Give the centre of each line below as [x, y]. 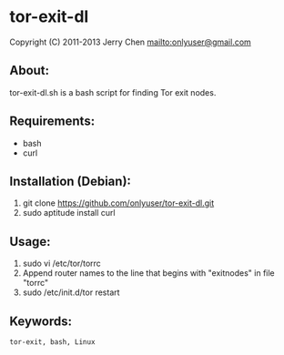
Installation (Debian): [71, 181]
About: [30, 71]
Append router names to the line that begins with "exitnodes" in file [148, 273]
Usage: [30, 242]
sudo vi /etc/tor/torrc [62, 264]
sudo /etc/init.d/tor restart [71, 292]
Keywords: [41, 321]
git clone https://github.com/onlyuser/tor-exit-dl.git [118, 203]
